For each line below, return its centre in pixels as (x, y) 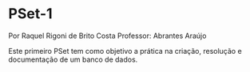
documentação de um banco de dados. (73, 59)
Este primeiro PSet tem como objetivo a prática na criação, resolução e (125, 51)
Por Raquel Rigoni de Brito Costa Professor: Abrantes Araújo (107, 36)
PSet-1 (31, 14)
